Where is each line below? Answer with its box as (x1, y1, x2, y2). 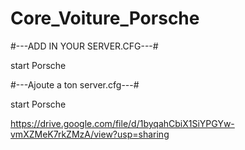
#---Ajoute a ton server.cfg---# (10, 78, 140, 91)
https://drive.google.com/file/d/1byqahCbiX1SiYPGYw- (10, 117, 235, 129)
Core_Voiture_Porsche (10, 7, 200, 30)
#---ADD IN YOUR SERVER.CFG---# (10, 40, 159, 52)
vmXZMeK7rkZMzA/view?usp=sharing (10, 128, 170, 140)
